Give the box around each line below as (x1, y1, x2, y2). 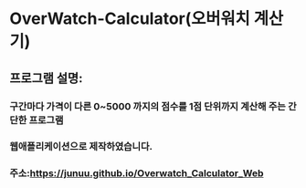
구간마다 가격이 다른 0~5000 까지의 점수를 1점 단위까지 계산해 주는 (9, 99, 286, 112)
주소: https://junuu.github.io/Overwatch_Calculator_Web (9, 167, 264, 180)
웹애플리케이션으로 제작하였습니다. (9, 141, 153, 153)
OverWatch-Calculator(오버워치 (9, 8, 251, 29)
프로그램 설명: (9, 70, 83, 86)
